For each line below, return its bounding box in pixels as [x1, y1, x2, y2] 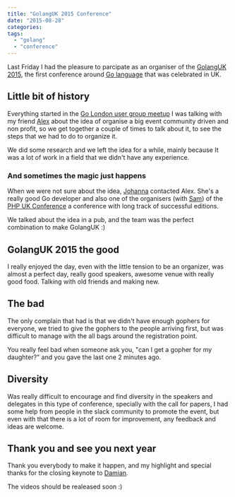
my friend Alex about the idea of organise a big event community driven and [7, 117, 229, 125]
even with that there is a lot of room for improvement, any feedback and [7, 414, 217, 423]
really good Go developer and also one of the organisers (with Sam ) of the [7, 194, 224, 203]
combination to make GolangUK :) [7, 223, 106, 232]
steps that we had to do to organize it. [7, 131, 118, 140]
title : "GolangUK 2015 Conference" [7, 10, 112, 18]
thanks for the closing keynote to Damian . [7, 469, 128, 477]
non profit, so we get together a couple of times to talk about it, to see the [7, 124, 222, 133]
